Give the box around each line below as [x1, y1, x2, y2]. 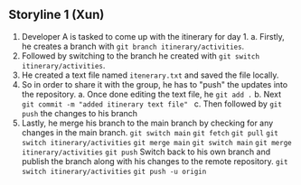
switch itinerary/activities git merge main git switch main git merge [21, 138, 292, 147]
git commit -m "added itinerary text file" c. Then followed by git [21, 98, 282, 109]
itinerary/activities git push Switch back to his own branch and [21, 146, 271, 157]
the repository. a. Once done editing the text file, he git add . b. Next [21, 88, 282, 99]
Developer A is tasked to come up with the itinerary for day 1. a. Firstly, [21, 31, 286, 42]
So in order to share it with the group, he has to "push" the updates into [21, 79, 288, 89]
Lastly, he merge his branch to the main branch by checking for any [21, 117, 274, 128]
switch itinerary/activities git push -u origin [21, 167, 207, 176]
